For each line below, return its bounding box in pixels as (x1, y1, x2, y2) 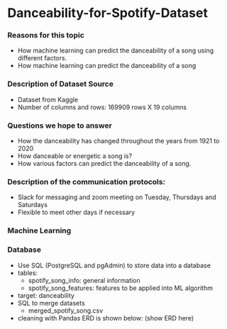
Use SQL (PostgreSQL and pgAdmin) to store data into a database (17, 261, 211, 269)
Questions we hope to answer (7, 121, 112, 130)
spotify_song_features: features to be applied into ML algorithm (28, 284, 213, 292)
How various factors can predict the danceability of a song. (17, 160, 192, 168)
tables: (17, 268, 38, 277)
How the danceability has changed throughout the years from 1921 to (17, 137, 220, 145)
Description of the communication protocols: (7, 177, 165, 186)
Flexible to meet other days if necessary (17, 208, 135, 217)
